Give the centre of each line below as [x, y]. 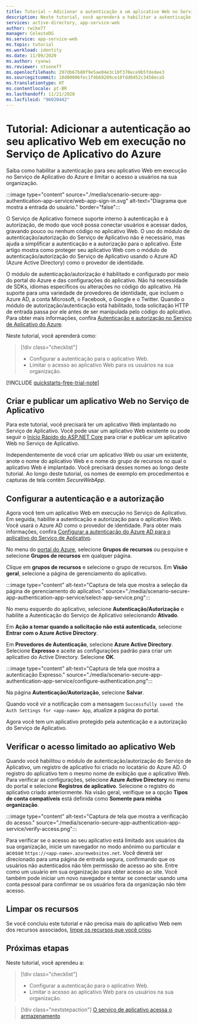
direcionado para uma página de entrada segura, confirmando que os [91, 859]
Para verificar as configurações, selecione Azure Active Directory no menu [98, 780]
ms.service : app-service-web [42, 39]
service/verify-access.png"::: [42, 829]
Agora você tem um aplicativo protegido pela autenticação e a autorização [97, 722]
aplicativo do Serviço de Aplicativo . [49, 538]
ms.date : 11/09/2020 [32, 56]
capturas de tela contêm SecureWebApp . [56, 480]
